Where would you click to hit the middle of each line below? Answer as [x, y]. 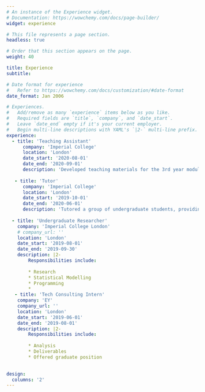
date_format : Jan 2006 [35, 96]
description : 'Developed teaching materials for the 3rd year [103, 169]
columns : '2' [28, 380]
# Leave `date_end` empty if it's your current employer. [85, 124]
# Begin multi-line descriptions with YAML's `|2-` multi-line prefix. [102, 130]
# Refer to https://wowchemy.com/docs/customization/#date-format [95, 90]
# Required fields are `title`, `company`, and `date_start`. [90, 119]
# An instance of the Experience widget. [60, 12]
